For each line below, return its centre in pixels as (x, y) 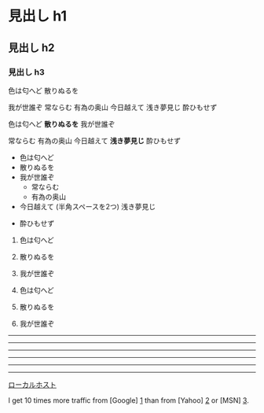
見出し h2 (31, 48)
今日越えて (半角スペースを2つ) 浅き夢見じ (88, 206)
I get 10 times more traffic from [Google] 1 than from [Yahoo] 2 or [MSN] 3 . (128, 400)
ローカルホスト (32, 384)
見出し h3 (26, 72)
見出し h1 (38, 16)
